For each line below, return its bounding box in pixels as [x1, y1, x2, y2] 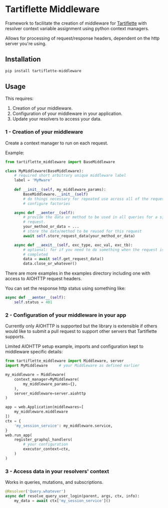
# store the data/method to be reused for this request [23, 229, 142, 234]
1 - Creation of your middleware [5, 129, 83, 136]
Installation [5, 55, 41, 64]
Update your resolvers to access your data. [12, 116, 102, 122]
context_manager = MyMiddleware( [14, 376, 79, 382]
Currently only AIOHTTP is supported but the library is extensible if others [5, 323, 157, 329]
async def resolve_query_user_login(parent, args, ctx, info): [5, 493, 140, 498]
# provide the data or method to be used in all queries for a [23, 215, 157, 220]
